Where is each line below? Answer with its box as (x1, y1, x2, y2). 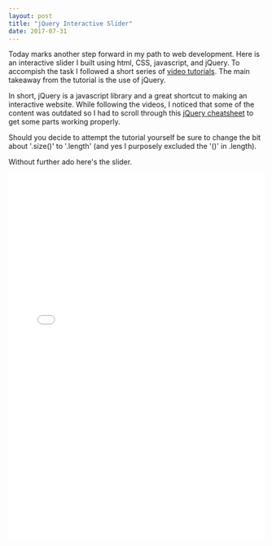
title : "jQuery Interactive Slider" (8, 20, 133, 28)
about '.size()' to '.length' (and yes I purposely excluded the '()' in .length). (8, 142, 257, 151)
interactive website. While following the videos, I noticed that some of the (8, 99, 255, 110)
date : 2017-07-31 (8, 27, 68, 35)
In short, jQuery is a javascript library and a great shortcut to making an (8, 91, 248, 101)
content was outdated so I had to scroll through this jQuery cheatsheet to (8, 108, 254, 118)
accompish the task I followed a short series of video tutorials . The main (8, 67, 251, 76)
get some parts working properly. (8, 117, 121, 127)
